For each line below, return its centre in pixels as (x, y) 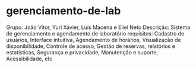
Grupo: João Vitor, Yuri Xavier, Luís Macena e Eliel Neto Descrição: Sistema (98, 27)
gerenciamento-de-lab (64, 11)
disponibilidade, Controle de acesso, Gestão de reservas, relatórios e (91, 46)
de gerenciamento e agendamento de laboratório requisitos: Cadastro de (95, 33)
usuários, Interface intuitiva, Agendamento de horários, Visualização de (94, 40)
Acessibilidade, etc (29, 59)
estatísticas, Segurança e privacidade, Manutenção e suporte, (82, 52)
